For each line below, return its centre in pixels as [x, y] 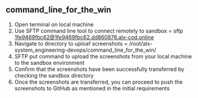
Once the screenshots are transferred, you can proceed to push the [98, 82]
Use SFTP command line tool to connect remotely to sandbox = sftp [99, 31]
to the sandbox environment [49, 63]
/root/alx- [141, 43]
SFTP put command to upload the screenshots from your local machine [103, 56]
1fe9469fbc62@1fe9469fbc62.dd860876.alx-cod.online [84, 37]
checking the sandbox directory [54, 75]
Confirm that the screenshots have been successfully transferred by [99, 69]
